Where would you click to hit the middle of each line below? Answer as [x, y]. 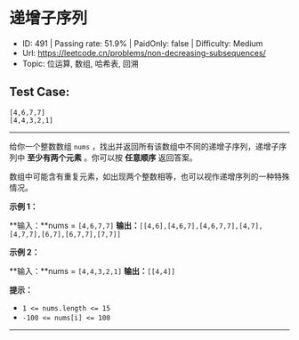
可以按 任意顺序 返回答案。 [148, 158]
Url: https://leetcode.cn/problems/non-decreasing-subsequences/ [144, 53]
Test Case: [40, 92]
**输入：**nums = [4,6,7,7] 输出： [74, 225]
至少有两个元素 [54, 158]
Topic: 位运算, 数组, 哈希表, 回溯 [80, 63]
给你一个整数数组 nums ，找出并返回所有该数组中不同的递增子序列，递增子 [144, 146]
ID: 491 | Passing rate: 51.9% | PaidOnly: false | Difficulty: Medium [142, 43]
